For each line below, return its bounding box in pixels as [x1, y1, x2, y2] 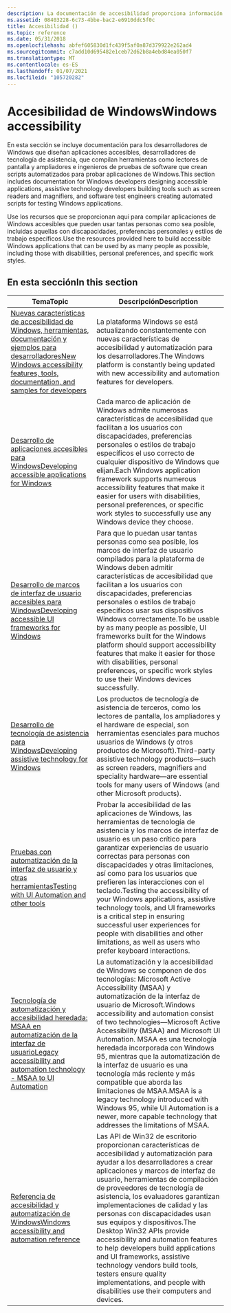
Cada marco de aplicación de [96, 397, 191, 406]
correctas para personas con [96, 852, 190, 861]
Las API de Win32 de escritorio [96, 1132, 197, 1141]
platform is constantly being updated [96, 360, 215, 370]
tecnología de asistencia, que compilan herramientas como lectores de [7, 155, 208, 164]
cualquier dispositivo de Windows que [96, 457, 220, 467]
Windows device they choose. [96, 517, 194, 527]
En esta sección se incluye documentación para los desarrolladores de [7, 141, 208, 149]
